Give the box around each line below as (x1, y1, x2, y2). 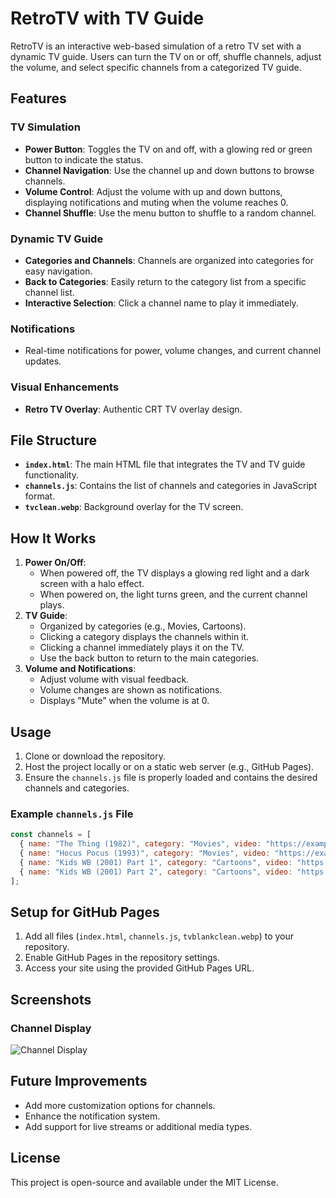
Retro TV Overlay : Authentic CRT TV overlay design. (24, 403, 243, 415)
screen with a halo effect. (39, 578, 145, 590)
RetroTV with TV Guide (10, 7, 205, 30)
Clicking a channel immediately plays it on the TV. (39, 642, 245, 654)
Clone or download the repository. (24, 750, 167, 762)
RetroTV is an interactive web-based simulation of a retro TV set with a (10, 40, 302, 52)
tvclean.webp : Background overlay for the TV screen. (24, 501, 244, 513)
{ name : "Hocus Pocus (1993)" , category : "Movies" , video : (19, 848, 271, 858)
